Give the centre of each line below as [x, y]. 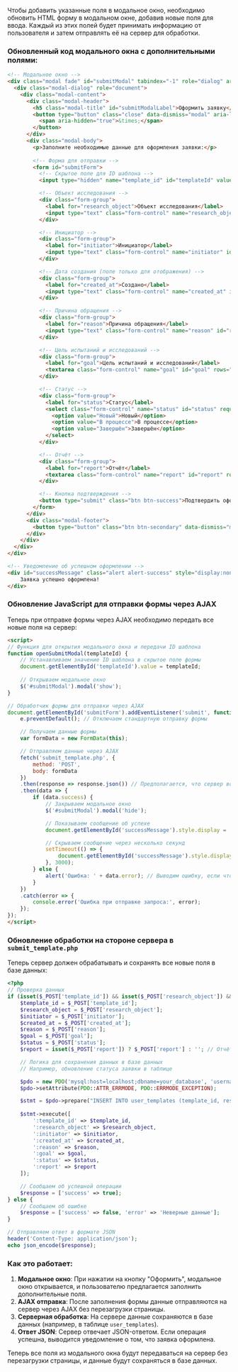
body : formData [55, 771]
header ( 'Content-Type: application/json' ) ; [73, 1239]
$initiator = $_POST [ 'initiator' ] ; [73, 1016]
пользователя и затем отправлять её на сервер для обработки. [104, 33]
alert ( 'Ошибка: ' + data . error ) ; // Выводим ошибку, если [132, 876]
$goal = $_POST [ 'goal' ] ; [57, 1036]
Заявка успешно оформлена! [60, 579]
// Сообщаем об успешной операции [71, 1186]
